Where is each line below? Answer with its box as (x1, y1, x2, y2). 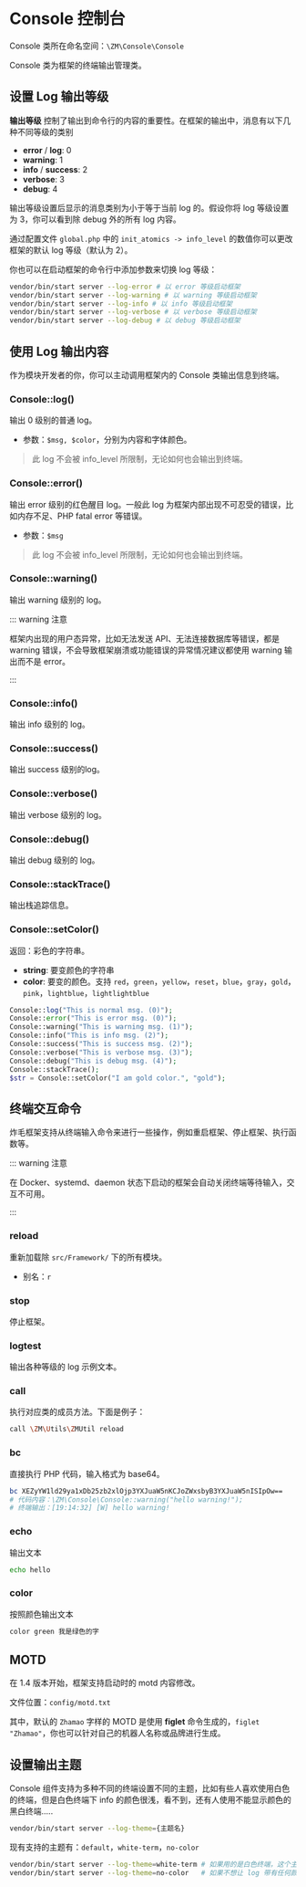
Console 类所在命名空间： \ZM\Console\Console (9, 40, 185, 51)
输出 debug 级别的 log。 (9, 854, 100, 865)
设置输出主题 (9, 1756, 82, 1772)
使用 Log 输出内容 (9, 343, 109, 359)
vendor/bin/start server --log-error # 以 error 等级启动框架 (9, 282, 241, 291)
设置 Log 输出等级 (9, 89, 109, 105)
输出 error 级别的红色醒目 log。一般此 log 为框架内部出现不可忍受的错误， (9, 498, 286, 509)
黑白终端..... (9, 1806, 54, 1817)
